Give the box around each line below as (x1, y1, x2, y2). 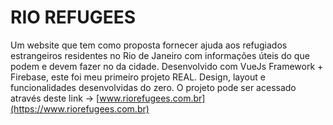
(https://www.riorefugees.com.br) (10, 102, 150, 115)
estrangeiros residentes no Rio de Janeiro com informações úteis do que (10, 49, 310, 61)
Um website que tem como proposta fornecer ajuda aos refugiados (10, 39, 288, 51)
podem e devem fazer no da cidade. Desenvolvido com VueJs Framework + (10, 60, 324, 72)
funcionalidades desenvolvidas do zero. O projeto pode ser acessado (10, 81, 297, 93)
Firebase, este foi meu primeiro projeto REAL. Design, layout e (10, 71, 266, 83)
